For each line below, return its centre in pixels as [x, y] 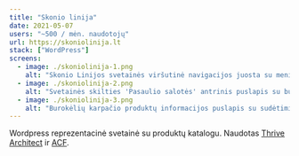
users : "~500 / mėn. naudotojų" [69, 34]
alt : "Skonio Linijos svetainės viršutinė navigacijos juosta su [149, 75]
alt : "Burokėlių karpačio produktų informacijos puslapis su [141, 108]
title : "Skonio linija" [53, 17]
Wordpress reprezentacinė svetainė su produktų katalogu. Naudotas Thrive [147, 133]
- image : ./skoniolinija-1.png [75, 67]
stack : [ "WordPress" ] [49, 51]
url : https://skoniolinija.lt [65, 42]
